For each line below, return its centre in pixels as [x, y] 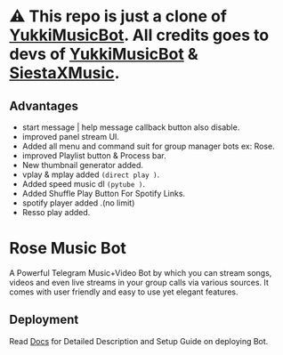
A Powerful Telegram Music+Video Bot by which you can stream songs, [141, 272]
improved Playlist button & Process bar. [94, 156]
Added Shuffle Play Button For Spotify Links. [103, 194]
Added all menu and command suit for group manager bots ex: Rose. [148, 146]
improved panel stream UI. [71, 137]
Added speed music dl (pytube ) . [83, 184]
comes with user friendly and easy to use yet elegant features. [124, 292]
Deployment [44, 320]
